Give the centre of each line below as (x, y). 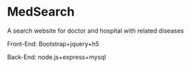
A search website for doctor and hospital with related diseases (95, 31)
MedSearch (41, 12)
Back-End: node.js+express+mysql (57, 57)
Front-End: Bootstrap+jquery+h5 (53, 44)
